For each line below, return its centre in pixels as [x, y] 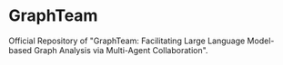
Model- [261, 41]
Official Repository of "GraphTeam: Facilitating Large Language [127, 41]
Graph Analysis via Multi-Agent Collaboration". [121, 50]
